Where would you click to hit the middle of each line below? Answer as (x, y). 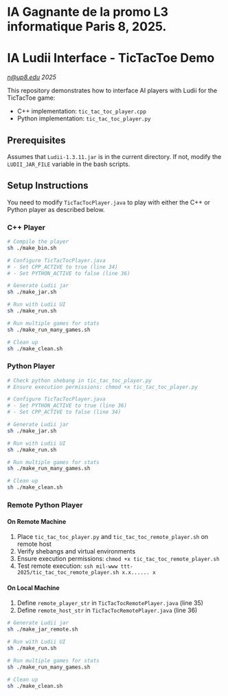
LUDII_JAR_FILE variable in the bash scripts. (69, 164)
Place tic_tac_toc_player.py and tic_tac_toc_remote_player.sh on (113, 537)
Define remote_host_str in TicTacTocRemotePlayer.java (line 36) (107, 611)
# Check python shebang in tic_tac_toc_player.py (80, 380)
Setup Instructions (48, 186)
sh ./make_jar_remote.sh (43, 630)
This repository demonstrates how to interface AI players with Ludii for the (112, 91)
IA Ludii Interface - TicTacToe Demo (111, 58)
